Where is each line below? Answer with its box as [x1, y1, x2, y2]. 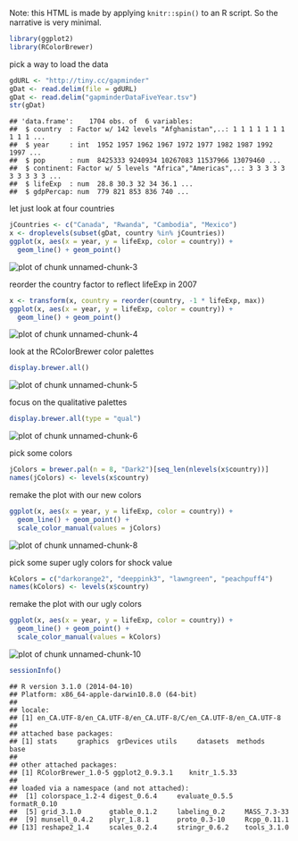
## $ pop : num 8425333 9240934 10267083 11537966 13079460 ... [9, 156, 281, 165]
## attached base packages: [9, 728, 114, 738]
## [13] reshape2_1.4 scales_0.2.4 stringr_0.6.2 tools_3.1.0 [9, 822, 290, 832]
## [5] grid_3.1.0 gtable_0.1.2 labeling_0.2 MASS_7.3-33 [9, 807, 290, 816]
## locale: [9, 705, 50, 714]
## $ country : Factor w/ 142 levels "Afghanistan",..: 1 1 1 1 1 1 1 [9, 125, 286, 134]
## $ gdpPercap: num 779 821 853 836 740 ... [9, 188, 190, 197]
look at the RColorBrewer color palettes [9, 346, 154, 357]
